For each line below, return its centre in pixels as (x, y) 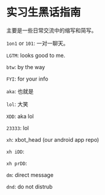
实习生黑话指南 (44, 12)
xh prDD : (17, 163)
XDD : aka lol (20, 116)
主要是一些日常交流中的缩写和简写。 (52, 30)
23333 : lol (18, 128)
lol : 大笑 (17, 104)
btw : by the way (26, 67)
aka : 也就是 (20, 91)
